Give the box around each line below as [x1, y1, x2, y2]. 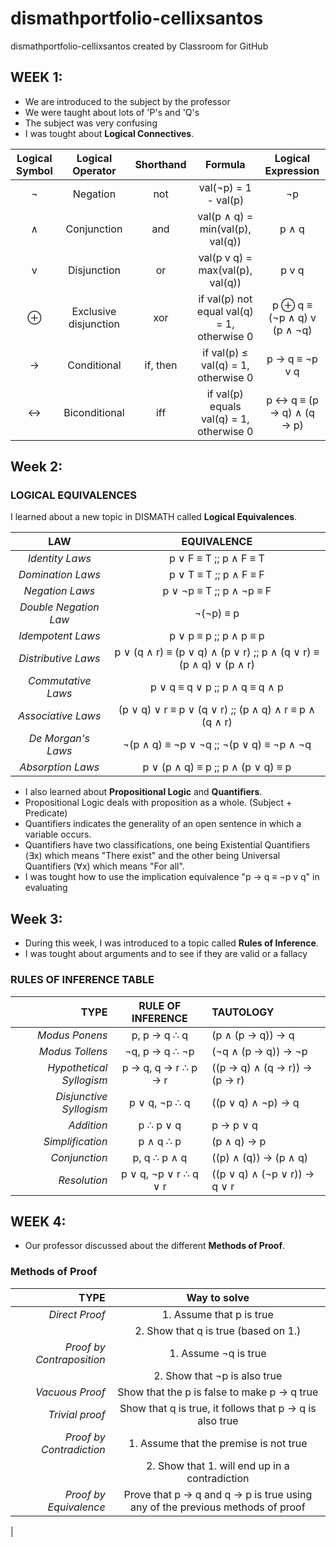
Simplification [43, 1134, 108, 1148]
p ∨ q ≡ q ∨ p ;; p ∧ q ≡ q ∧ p [150, 680, 284, 694]
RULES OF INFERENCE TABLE [10, 973, 155, 987]
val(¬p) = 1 [198, 180, 252, 194]
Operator [72, 163, 117, 177]
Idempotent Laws [18, 629, 101, 643]
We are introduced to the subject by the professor [24, 95, 231, 107]
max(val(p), [198, 263, 253, 277]
